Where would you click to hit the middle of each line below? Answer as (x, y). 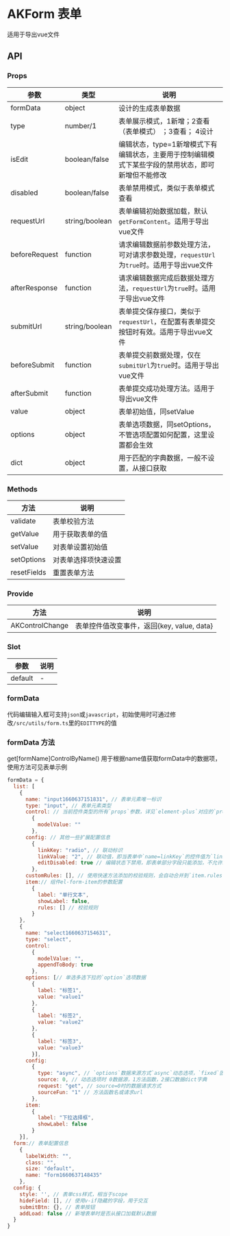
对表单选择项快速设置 (87, 559)
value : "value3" (61, 1047)
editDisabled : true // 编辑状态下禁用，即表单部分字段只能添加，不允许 (130, 863)
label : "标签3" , (60, 1041)
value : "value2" (61, 1022)
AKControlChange (40, 626)
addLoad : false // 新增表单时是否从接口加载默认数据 (88, 1213)
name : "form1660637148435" (64, 1175)
